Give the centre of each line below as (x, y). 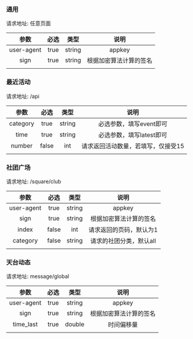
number (22, 145)
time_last (25, 324)
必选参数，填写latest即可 (133, 135)
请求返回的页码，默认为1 (123, 229)
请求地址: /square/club (34, 181)
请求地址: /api (23, 96)
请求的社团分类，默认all (123, 241)
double (75, 324)
